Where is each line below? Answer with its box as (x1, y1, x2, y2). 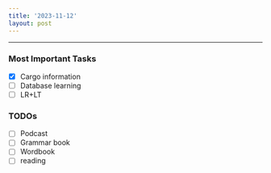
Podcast (19, 129, 48, 138)
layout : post (8, 19, 52, 27)
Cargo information (19, 72, 81, 81)
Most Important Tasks (8, 53, 97, 64)
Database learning (19, 80, 81, 90)
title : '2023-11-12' (8, 11, 78, 20)
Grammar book (19, 138, 70, 147)
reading (19, 156, 46, 166)
